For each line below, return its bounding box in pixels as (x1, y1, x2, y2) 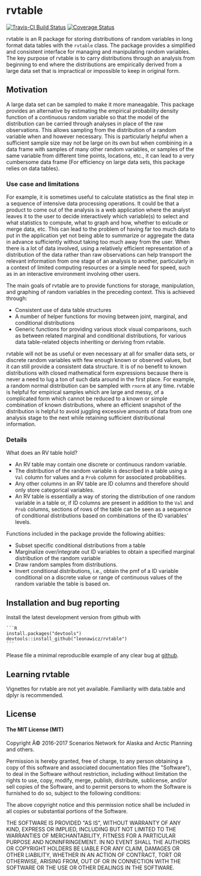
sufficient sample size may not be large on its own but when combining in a (6, 139, 193, 146)
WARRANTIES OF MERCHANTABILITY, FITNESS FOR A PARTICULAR (6, 832, 176, 839)
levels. (14, 519, 31, 526)
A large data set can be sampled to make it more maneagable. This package (6, 101, 194, 108)
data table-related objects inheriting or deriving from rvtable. (14, 339, 166, 346)
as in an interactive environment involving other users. (6, 271, 140, 278)
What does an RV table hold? (6, 449, 78, 457)
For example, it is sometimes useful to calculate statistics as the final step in (6, 193, 194, 201)
